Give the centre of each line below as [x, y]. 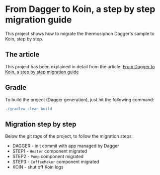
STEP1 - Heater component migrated [50, 151]
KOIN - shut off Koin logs [38, 167]
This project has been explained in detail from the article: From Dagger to [80, 66]
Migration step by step [41, 124]
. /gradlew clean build [29, 109]
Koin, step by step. [24, 39]
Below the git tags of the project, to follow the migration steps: [69, 136]
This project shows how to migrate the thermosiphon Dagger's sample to [80, 33]
